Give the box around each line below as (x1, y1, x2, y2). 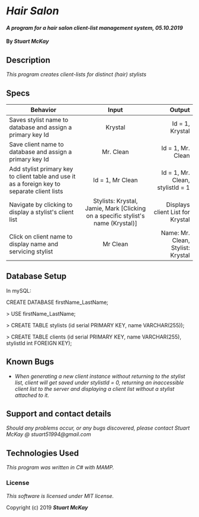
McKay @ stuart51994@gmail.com (6, 431, 91, 438)
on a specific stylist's (85, 212, 145, 220)
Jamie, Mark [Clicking (85, 204, 146, 212)
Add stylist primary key (9, 165, 73, 173)
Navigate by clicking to (9, 200, 73, 209)
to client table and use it (9, 173, 76, 180)
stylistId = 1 (157, 183, 190, 192)
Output (169, 106, 190, 114)
